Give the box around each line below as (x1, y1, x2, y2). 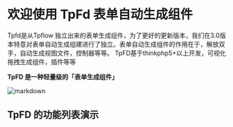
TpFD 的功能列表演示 (7, 109, 99, 121)
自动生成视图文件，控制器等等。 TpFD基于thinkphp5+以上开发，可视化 (19, 49, 227, 57)
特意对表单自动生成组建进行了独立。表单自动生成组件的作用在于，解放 (13, 40, 219, 48)
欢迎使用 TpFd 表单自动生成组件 (7, 6, 193, 23)
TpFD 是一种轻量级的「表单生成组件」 (7, 72, 119, 81)
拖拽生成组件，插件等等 (7, 57, 76, 66)
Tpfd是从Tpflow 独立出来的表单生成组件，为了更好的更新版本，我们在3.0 (7, 31, 220, 40)
